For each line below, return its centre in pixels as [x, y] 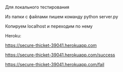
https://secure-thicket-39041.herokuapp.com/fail [55, 64]
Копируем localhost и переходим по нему [49, 26]
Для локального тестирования [37, 7]
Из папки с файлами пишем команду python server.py [62, 17]
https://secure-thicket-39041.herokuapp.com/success [60, 55]
